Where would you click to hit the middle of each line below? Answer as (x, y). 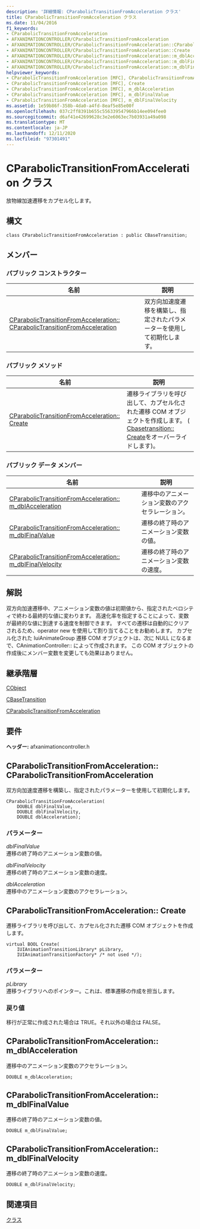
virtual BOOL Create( (33, 945)
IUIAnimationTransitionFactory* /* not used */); (80, 955)
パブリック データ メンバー (44, 465)
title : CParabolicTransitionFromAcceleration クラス (71, 17)
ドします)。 (143, 446)
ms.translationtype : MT (36, 123)
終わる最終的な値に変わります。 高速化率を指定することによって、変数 (103, 615)
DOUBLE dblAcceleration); (49, 817)
